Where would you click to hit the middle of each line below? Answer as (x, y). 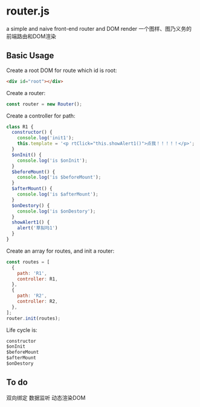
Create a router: (26, 93)
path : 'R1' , (32, 273)
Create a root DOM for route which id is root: (62, 70)
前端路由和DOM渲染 (31, 36)
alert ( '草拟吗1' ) (37, 228)
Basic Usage (30, 56)
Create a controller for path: (41, 116)
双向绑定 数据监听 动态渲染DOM (46, 397)
